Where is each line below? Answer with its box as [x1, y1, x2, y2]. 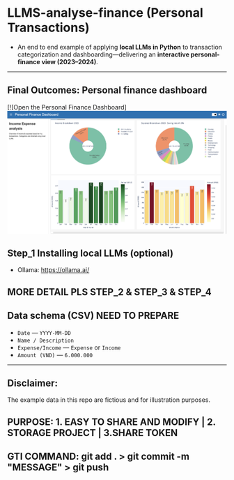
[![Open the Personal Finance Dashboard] [7, 103, 127, 111]
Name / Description [17, 337, 75, 344]
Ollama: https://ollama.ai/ [17, 266, 90, 274]
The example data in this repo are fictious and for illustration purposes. [7, 396, 211, 404]
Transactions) [7, 20, 90, 36]
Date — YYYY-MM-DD [17, 328, 71, 336]
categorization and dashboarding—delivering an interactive [17, 50, 189, 59]
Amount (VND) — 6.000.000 [17, 350, 93, 359]
